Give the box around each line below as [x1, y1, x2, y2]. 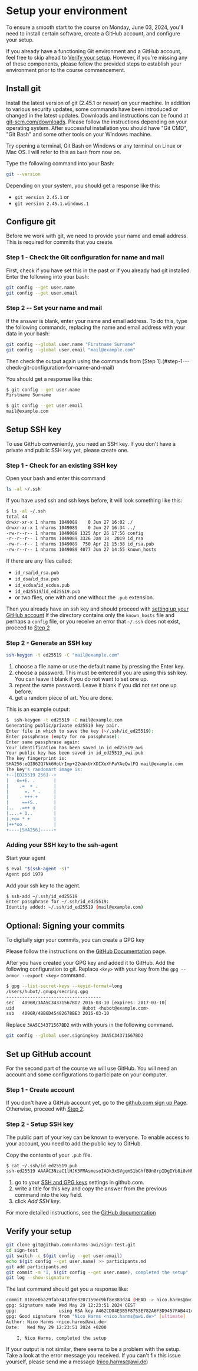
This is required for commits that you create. [6, 239, 114, 246]
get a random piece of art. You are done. [14, 694, 114, 701]
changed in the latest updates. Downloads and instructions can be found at [6, 112, 189, 119]
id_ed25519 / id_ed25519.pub [14, 587, 81, 595]
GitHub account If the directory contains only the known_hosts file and [6, 612, 175, 619]
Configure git [6, 217, 56, 227]
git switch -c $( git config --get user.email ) [6, 1253, 123, 1259]
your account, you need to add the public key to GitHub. [6, 1140, 143, 1147]
